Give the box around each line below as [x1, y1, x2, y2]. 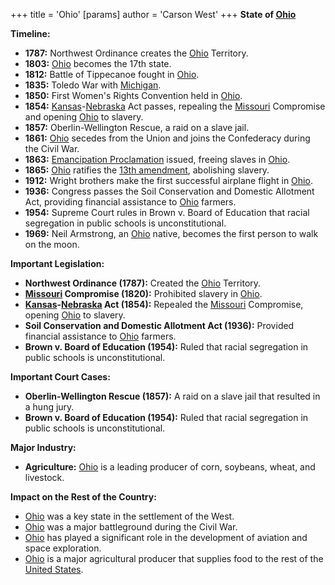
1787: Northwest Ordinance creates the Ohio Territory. [24, 47, 249, 59]
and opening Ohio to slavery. [24, 111, 144, 123]
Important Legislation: [10, 258, 105, 269]
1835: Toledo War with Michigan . [24, 79, 162, 91]
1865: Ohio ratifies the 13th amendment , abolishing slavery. [24, 164, 270, 176]
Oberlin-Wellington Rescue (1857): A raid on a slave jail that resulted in [24, 390, 321, 402]
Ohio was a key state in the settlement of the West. [24, 510, 235, 522]
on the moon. [24, 239, 80, 250]
